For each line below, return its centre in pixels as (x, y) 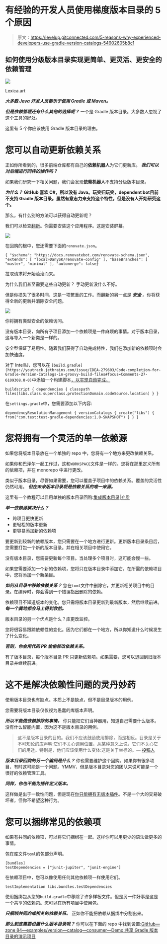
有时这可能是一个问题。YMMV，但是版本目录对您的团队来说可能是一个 (86, 767)
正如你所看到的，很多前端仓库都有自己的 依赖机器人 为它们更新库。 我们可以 (82, 165)
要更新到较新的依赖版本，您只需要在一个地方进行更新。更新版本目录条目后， (83, 541)
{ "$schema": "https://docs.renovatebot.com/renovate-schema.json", (78, 255)
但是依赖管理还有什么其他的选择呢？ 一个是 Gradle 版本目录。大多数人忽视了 (83, 111)
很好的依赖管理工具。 (27, 773)
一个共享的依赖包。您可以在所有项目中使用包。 (53, 903)
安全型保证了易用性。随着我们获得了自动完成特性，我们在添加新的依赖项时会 (83, 348)
